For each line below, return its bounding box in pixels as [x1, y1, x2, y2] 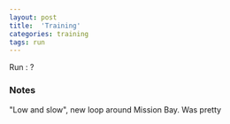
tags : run [9, 37, 46, 47]
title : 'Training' [9, 21, 81, 30]
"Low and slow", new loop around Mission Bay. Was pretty [9, 104, 222, 115]
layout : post [9, 12, 57, 22]
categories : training [9, 29, 89, 38]
